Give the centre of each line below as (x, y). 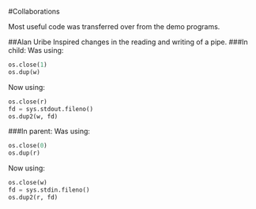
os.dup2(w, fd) (33, 116)
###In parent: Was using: (49, 131)
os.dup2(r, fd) (33, 197)
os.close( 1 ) (28, 65)
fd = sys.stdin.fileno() (49, 190)
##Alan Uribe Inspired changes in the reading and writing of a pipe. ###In (128, 42)
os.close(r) (28, 102)
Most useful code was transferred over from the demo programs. (114, 26)
